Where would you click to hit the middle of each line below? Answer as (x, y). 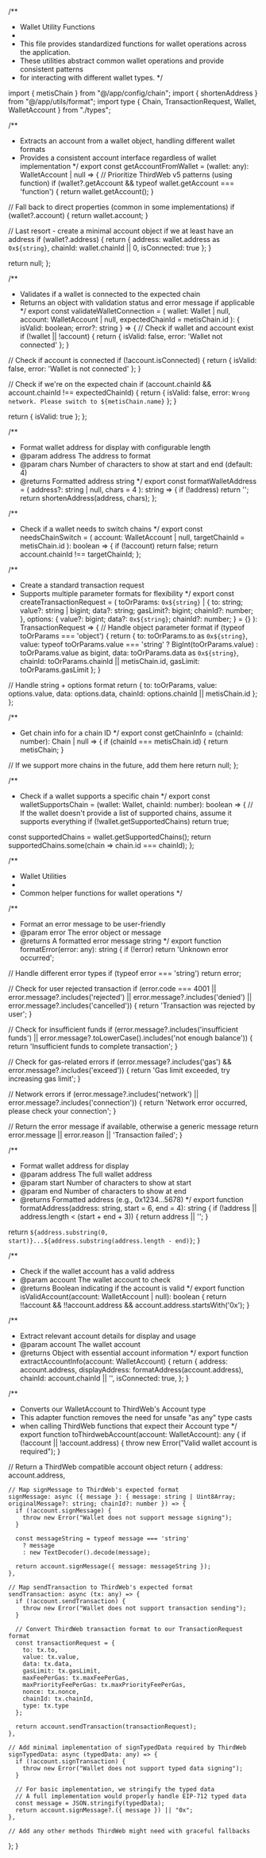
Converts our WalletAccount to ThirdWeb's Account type (113, 1409)
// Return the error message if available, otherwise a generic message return (133, 1126)
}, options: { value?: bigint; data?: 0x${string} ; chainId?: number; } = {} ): (139, 619)
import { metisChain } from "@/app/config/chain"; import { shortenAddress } (133, 93)
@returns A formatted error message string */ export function (120, 941)
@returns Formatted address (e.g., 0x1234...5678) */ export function (131, 1200)
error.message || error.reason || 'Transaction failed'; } (95, 1135)
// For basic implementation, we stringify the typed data (115, 1790)
